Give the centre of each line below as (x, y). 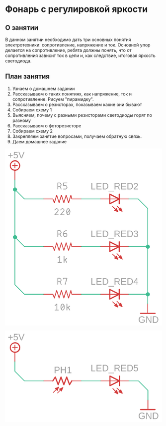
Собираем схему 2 (33, 131)
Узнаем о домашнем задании (43, 88)
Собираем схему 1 (32, 110)
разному (22, 120)
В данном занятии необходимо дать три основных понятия (68, 39)
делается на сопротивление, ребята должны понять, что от (68, 50)
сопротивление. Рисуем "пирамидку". (53, 99)
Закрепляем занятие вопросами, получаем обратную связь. (77, 136)
